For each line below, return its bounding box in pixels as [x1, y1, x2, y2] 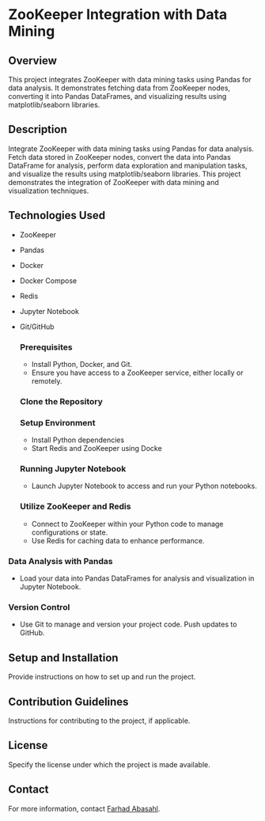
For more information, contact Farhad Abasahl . [8, 804, 161, 813]
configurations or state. [31, 528, 108, 537]
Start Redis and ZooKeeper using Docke [31, 444, 162, 453]
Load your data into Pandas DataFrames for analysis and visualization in [19, 573, 255, 583]
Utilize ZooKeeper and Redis [19, 501, 131, 512]
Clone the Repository [19, 395, 103, 407]
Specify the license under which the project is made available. [8, 759, 211, 769]
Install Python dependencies [31, 435, 125, 445]
